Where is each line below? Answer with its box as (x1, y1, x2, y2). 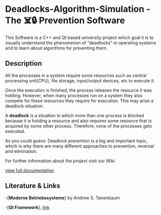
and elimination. (5, 148, 38, 154)
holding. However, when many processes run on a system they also (5, 92, 143, 98)
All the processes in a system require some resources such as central (5, 72, 147, 78)
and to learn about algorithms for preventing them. (5, 45, 108, 51)
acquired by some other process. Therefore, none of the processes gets (5, 123, 152, 129)
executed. (5, 128, 26, 134)
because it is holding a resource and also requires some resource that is (5, 117, 152, 124)
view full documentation (5, 167, 54, 173)
